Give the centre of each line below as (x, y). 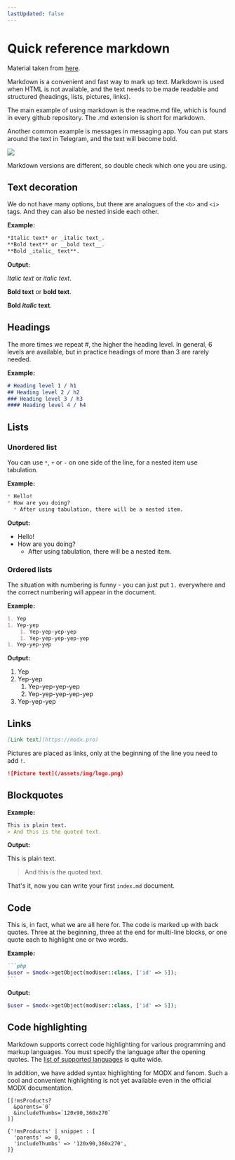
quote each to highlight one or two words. (68, 940)
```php (17, 966)
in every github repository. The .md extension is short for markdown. (106, 117)
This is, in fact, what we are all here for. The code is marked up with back (113, 925)
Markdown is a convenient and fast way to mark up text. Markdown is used (116, 81)
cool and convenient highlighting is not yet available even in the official (109, 1080)
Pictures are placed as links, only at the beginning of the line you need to (112, 753)
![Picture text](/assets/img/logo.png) (66, 773)
